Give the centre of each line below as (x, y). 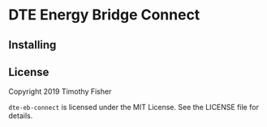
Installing (32, 45)
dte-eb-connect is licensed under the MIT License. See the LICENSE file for (134, 108)
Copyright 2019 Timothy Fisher (60, 91)
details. (21, 116)
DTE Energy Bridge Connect (104, 15)
